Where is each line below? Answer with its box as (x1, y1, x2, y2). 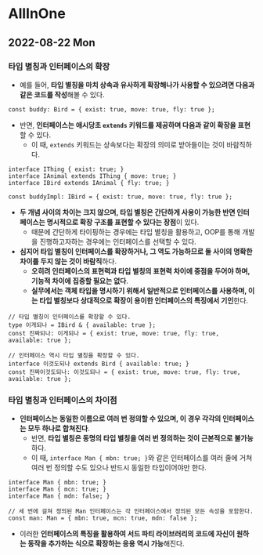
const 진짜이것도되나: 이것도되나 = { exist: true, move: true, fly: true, (8, 368, 241, 376)
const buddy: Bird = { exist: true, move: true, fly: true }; (8, 105, 215, 114)
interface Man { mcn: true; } (8, 485, 107, 494)
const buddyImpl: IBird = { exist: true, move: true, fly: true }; (8, 193, 233, 201)
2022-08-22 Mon (8, 36, 95, 49)
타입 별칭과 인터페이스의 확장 (8, 60, 110, 71)
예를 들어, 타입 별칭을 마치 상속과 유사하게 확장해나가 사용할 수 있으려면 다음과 (19, 80, 255, 89)
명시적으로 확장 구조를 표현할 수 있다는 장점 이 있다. (46, 217, 200, 227)
